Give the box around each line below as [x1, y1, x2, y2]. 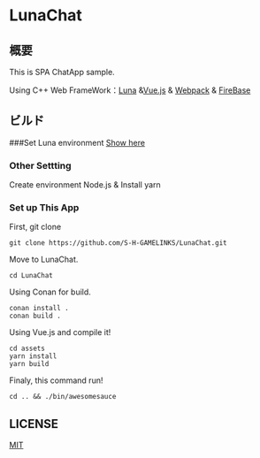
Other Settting [9, 159, 73, 172]
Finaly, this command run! [9, 375, 103, 385]
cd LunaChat [9, 271, 53, 280]
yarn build [9, 360, 50, 369]
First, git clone [9, 222, 62, 233]
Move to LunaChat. [9, 254, 79, 265]
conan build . [9, 311, 62, 321]
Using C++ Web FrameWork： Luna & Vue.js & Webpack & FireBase [9, 85, 251, 95]
